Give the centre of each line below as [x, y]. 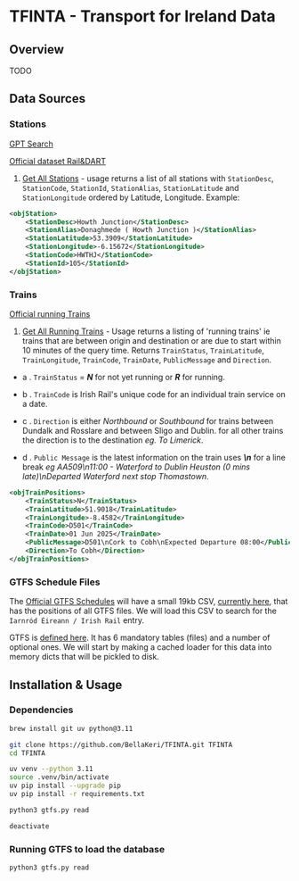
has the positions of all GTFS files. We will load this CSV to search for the [143, 611]
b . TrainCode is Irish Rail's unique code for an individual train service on [154, 394]
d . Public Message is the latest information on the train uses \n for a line [154, 457]
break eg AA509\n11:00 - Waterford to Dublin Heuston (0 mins [136, 467]
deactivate [29, 826]
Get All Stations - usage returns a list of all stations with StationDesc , [148, 178]
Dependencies [41, 710]
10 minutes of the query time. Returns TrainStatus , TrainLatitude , [143, 350]
